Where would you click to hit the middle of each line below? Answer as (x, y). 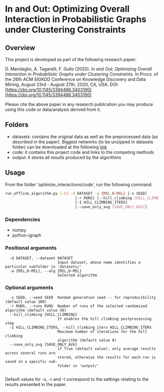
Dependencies (23, 220)
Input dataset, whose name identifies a (99, 262)
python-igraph (27, 235)
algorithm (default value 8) (87, 340)
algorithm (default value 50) (36, 310)
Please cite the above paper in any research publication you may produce (79, 104)
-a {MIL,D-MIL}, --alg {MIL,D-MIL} (46, 271)
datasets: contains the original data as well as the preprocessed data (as (85, 136)
